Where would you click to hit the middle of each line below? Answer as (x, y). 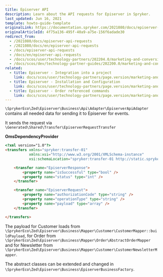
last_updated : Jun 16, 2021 (33, 18)
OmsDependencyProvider (32, 137)
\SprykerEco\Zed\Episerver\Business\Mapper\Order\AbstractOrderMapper (78, 240)
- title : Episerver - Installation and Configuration (65, 82)
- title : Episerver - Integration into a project (60, 73)
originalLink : (19, 28)
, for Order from (40, 236)
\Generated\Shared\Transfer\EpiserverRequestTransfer (61, 128)
